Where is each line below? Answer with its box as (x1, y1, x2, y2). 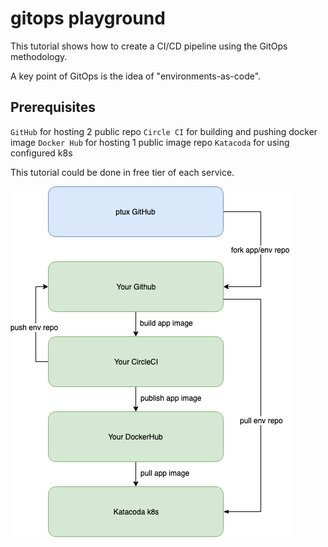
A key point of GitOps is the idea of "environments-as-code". (10, 70, 262, 82)
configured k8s (10, 147, 73, 159)
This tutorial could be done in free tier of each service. (10, 166, 235, 178)
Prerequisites (10, 99, 96, 116)
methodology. (10, 50, 68, 62)
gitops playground (10, 7, 166, 30)
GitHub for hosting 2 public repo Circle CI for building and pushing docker (10, 125, 318, 137)
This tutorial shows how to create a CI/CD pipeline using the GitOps (10, 40, 288, 52)
